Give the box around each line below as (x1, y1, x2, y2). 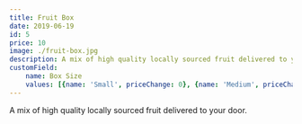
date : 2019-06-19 (9, 22, 75, 31)
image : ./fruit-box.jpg (9, 47, 99, 56)
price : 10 (9, 38, 47, 48)
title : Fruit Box (9, 13, 75, 22)
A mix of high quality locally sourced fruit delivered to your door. (9, 104, 247, 115)
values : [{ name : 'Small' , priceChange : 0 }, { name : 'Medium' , (25, 80, 260, 89)
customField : (9, 64, 58, 73)
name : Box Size (25, 72, 83, 81)
